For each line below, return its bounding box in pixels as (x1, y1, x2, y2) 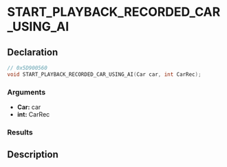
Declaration (7, 46, 58, 58)
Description (7, 149, 58, 161)
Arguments (7, 87, 46, 97)
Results (7, 127, 33, 137)
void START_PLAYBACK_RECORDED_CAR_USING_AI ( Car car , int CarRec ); (7, 70, 202, 78)
